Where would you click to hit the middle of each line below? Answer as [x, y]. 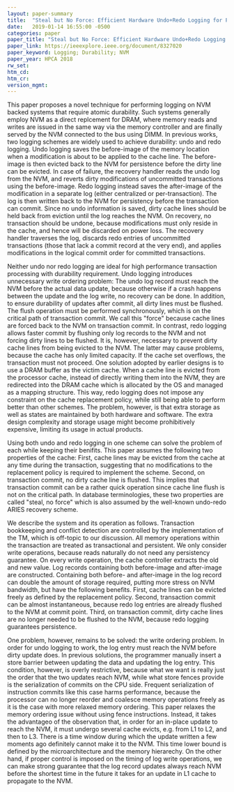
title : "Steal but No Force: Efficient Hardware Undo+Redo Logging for [115, 20]
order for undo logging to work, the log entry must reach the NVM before [112, 648]
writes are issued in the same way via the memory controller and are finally [115, 127]
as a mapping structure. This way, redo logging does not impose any [106, 393]
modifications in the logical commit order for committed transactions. [106, 253]
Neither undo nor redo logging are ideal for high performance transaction [112, 266]
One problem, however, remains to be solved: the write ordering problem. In [116, 640]
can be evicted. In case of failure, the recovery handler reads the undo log [114, 172]
